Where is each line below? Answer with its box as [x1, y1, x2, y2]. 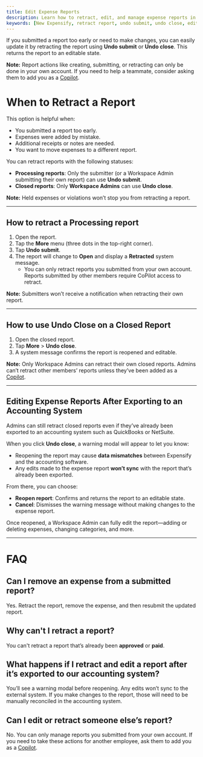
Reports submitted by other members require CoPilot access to [24, 272, 181, 279]
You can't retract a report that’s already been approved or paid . [6, 642, 165, 649]
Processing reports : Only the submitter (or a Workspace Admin [14, 170, 174, 177]
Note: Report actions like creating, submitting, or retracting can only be [6, 61, 184, 68]
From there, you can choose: [6, 482, 78, 490]
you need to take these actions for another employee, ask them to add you [6, 738, 192, 745]
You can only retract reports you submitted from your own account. [24, 265, 192, 273]
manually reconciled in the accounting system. [6, 698, 123, 705]
